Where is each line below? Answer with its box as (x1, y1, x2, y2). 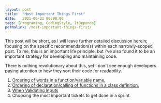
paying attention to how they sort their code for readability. (5, 68, 122, 74)
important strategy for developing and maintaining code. (5, 53, 117, 59)
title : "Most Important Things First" (5, 12, 86, 16)
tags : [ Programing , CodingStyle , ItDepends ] (5, 20, 96, 26)
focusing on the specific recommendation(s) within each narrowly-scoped (5, 43, 153, 49)
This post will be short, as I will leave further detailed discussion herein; (5, 38, 147, 44)
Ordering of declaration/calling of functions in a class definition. (12, 82, 139, 88)
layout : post (5, 7, 31, 12)
